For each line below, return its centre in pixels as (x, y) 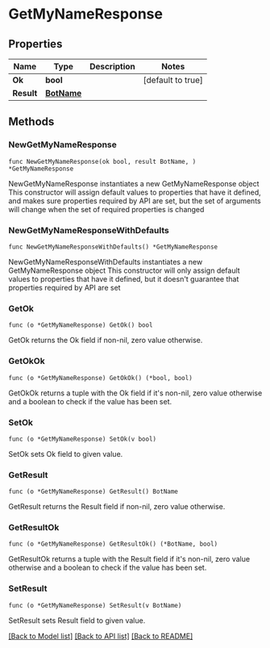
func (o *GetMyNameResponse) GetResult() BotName (93, 492)
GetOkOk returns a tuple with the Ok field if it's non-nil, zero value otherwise (135, 393)
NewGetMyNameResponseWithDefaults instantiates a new (106, 261)
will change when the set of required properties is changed (106, 209)
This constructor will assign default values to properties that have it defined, (135, 192)
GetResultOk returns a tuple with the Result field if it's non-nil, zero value (129, 559)
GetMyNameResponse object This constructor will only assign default (124, 270)
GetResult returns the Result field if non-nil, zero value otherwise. (117, 507)
